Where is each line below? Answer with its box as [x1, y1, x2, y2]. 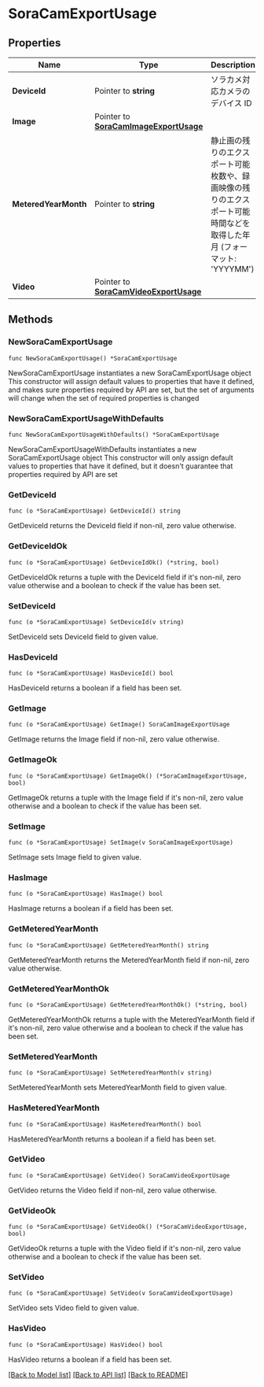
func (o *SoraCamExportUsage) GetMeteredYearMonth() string [8, 941, 210, 949]
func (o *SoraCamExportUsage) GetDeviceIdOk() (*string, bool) [8, 558, 220, 567]
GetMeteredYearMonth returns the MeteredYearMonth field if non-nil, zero [8, 955, 250, 964]
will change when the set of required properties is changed [8, 393, 200, 402]
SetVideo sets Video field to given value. [8, 1304, 140, 1313]
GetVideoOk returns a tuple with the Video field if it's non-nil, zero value [8, 1244, 241, 1253]
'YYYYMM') [211, 264, 255, 274]
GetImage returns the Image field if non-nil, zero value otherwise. [8, 734, 220, 744]
